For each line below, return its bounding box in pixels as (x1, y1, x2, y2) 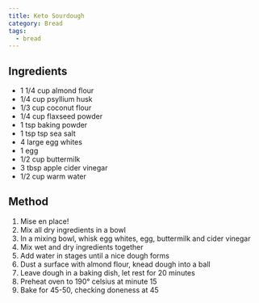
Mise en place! (19, 216, 69, 226)
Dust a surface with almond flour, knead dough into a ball (19, 259, 211, 269)
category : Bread (8, 19, 63, 27)
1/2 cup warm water (19, 171, 87, 182)
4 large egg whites (19, 137, 83, 147)
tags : (8, 27, 27, 35)
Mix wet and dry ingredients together (19, 242, 144, 251)
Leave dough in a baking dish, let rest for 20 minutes (19, 267, 195, 277)
